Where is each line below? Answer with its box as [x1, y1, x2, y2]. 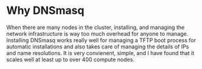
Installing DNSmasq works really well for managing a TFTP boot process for [6, 36, 197, 44]
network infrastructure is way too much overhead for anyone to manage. [6, 30, 189, 37]
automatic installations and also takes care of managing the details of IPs [6, 43, 189, 50]
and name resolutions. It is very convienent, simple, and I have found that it [6, 49, 195, 56]
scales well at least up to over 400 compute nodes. [6, 56, 135, 63]
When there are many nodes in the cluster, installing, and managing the [6, 24, 185, 31]
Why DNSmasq [6, 4, 85, 18]
